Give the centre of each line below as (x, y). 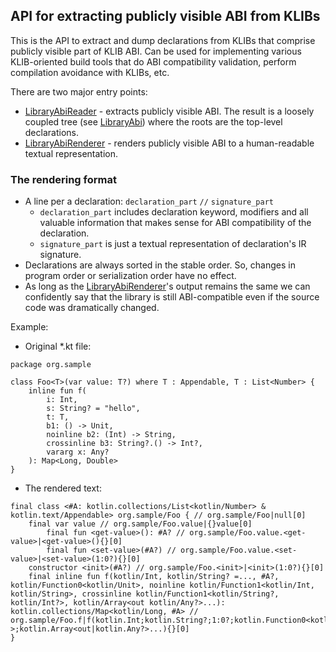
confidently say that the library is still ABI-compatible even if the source (172, 297)
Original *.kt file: (58, 346)
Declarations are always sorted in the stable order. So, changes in (160, 265)
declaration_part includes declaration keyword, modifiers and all (174, 212)
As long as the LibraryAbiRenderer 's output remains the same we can (167, 286)
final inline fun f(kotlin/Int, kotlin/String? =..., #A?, (154, 577)
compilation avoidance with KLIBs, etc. (90, 72)
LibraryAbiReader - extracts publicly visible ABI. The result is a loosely (169, 111)
